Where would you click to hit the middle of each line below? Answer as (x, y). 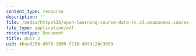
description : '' (26, 17)
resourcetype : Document (35, 33)
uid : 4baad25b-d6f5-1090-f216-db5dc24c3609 (60, 44)
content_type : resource (35, 11)
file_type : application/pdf (40, 28)
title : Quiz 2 (23, 38)
